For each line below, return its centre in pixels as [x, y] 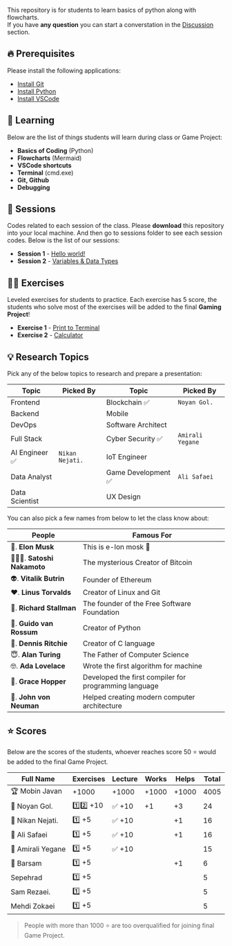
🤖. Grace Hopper [38, 681]
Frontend [25, 402]
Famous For [152, 535]
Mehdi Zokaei [33, 907]
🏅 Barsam [26, 864]
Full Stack [27, 439]
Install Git [30, 84]
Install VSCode [38, 98]
